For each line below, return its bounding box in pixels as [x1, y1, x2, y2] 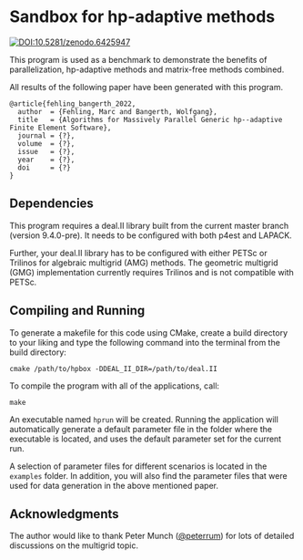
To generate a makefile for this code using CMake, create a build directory [9, 327, 288, 338]
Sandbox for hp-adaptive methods [9, 6, 276, 27]
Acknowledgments [9, 506, 120, 522]
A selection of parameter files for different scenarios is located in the [9, 461, 268, 472]
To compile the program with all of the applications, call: [9, 380, 220, 391]
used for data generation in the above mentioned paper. [9, 480, 219, 491]
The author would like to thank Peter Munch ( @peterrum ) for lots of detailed [9, 531, 295, 542]
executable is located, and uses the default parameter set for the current [9, 433, 282, 444]
